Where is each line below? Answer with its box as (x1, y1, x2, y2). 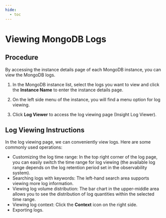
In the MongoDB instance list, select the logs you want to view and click (12, 81, 160, 87)
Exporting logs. (12, 207, 44, 213)
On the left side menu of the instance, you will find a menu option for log (12, 96, 161, 102)
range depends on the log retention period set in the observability (12, 165, 148, 171)
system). (12, 170, 31, 176)
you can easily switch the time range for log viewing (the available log (12, 159, 156, 165)
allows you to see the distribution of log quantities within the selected (12, 191, 155, 197)
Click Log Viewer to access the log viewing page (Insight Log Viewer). (12, 111, 157, 117)
